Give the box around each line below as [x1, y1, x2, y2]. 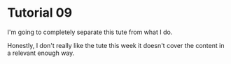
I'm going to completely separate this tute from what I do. [7, 28, 173, 36]
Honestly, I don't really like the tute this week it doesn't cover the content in [7, 41, 225, 49]
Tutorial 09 [7, 5, 72, 21]
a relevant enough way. [7, 49, 75, 57]
